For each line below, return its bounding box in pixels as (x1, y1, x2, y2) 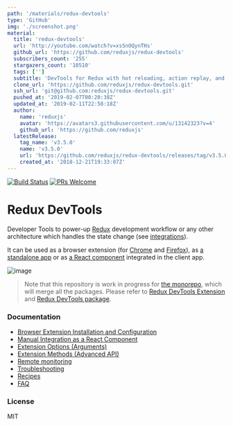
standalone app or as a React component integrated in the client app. (7, 253, 205, 261)
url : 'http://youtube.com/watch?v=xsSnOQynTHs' (13, 42, 154, 49)
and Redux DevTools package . (24, 294, 112, 303)
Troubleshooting (17, 364, 64, 373)
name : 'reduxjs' (19, 113, 67, 120)
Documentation (7, 312, 61, 321)
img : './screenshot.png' (7, 23, 79, 30)
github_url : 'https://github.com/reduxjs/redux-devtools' (13, 49, 185, 56)
